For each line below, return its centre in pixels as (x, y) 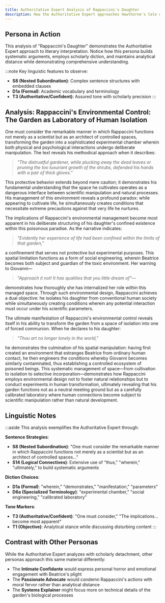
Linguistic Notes (31, 415)
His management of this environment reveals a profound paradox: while (77, 198)
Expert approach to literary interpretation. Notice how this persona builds (79, 51)
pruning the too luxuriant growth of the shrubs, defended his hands (85, 168)
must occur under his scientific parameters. (49, 309)
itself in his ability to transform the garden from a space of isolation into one (82, 323)
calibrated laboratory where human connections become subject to (73, 395)
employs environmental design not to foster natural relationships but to (77, 379)
